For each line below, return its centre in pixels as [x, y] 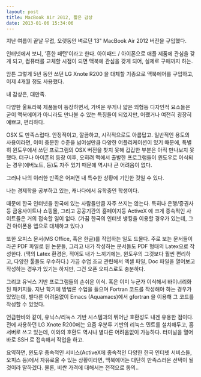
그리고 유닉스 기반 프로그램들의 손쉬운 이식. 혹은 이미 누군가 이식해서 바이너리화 [99, 282]
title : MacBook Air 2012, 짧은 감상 [49, 17]
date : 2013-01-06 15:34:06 [40, 23]
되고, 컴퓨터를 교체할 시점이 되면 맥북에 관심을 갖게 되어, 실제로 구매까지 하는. [103, 61]
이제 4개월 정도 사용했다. [35, 81]
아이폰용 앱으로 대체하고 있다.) [48, 226]
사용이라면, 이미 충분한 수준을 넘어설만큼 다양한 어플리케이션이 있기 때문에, [94, 143]
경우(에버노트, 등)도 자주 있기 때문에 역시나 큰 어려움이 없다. [82, 165]
